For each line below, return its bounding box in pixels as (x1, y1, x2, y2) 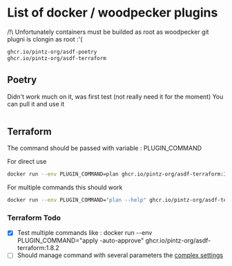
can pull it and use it (7, 99, 65, 108)
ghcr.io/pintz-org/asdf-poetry (7, 48, 97, 55)
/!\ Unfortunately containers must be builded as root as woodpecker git (7, 28, 209, 36)
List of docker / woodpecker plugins (7, 5, 218, 21)
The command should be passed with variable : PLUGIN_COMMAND (7, 144, 202, 153)
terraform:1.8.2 (17, 244, 60, 252)
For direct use (7, 158, 47, 166)
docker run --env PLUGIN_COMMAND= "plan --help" (7, 197, 147, 204)
